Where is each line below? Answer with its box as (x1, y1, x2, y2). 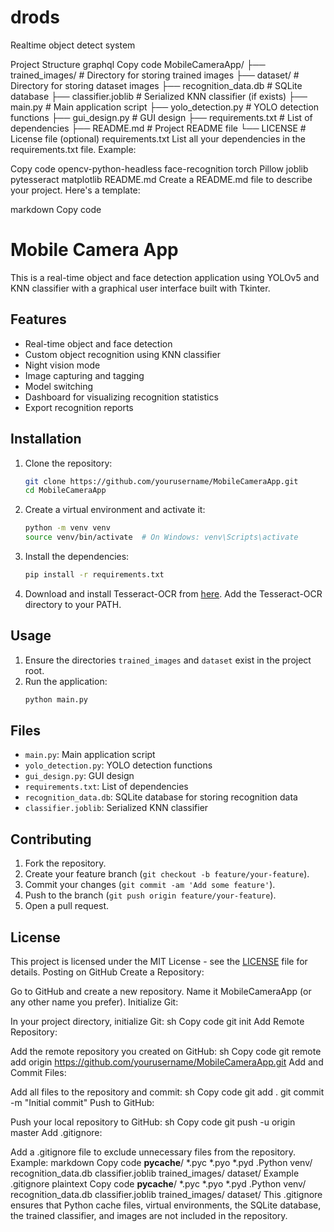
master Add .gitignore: (10, 1127, 103, 1138)
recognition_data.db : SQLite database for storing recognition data (24, 791, 298, 803)
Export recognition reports (24, 401, 134, 413)
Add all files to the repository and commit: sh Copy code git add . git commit (10, 1086, 325, 1098)
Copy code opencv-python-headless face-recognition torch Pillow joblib (10, 162, 309, 175)
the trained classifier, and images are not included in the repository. (10, 1210, 288, 1221)
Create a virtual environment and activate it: (24, 504, 206, 516)
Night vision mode (24, 359, 101, 371)
